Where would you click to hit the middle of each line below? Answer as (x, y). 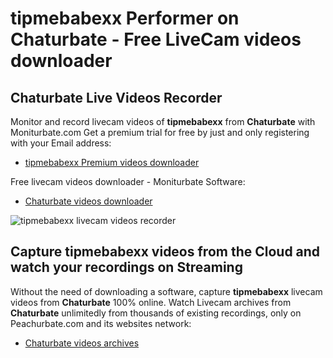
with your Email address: (61, 143)
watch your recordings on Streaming (126, 267)
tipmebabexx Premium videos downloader (112, 162)
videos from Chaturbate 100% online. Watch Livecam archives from (151, 302)
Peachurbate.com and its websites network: (101, 323)
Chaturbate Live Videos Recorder (116, 97)
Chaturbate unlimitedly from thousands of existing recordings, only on (156, 313)
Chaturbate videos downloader (88, 201)
